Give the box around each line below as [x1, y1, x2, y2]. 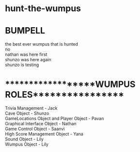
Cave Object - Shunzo [5, 110, 49, 117]
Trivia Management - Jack [5, 105, 58, 111]
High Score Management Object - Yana [5, 131, 83, 137]
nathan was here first [5, 51, 47, 57]
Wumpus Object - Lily [5, 141, 48, 147]
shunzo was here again [5, 57, 52, 63]
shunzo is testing [5, 62, 39, 68]
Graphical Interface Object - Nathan [5, 121, 77, 127]
